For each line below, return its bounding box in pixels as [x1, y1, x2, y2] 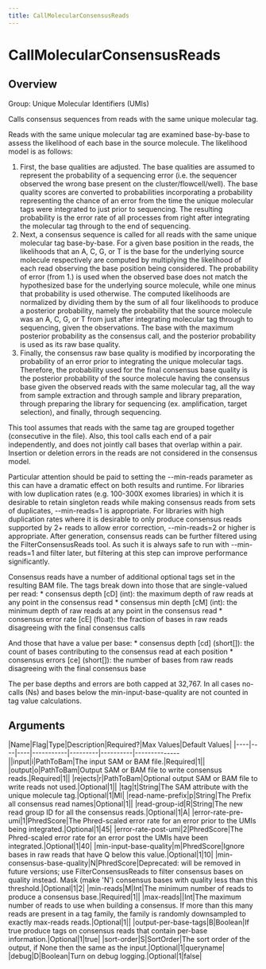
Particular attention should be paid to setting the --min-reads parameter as [8, 471, 253, 482]
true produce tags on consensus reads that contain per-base [8, 926, 208, 936]
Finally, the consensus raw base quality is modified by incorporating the [19, 348, 256, 358]
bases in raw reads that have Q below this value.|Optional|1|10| [8, 850, 214, 860]
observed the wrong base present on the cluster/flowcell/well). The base [19, 178, 258, 188]
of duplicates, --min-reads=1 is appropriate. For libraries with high [8, 506, 225, 515]
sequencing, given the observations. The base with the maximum [19, 322, 234, 332]
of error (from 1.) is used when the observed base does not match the [19, 272, 249, 281]
